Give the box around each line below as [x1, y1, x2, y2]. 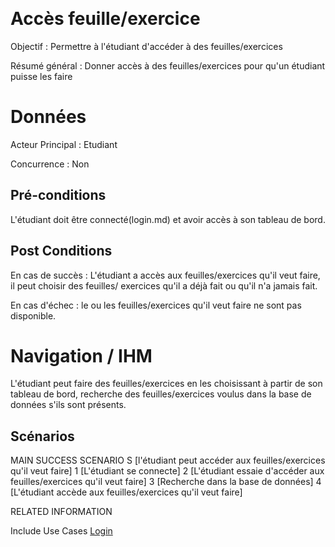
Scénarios [10, 428, 75, 445]
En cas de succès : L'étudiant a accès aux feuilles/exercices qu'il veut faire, [10, 269, 321, 281]
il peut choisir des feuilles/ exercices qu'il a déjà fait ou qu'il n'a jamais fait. [10, 279, 318, 292]
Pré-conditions [10, 187, 107, 204]
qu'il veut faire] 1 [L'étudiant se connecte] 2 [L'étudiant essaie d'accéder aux [10, 465, 325, 477]
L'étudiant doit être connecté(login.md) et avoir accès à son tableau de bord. [10, 213, 326, 225]
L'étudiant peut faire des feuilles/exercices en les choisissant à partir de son [10, 378, 323, 390]
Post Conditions [10, 243, 113, 260]
